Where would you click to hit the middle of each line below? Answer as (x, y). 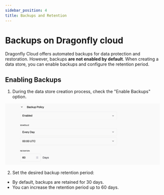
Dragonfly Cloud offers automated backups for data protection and (73, 54)
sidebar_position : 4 (26, 10)
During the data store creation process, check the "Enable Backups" (81, 92)
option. (19, 97)
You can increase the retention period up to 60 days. (65, 187)
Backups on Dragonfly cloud (64, 40)
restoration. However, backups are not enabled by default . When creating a (82, 59)
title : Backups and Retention (36, 15)
